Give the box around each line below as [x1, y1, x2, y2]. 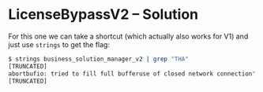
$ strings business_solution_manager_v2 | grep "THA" [8, 55, 190, 63]
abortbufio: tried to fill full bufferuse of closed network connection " [8, 69, 257, 78]
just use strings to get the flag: [8, 39, 111, 49]
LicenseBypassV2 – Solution [8, 6, 199, 24]
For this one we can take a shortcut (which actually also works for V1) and [8, 31, 249, 41]
